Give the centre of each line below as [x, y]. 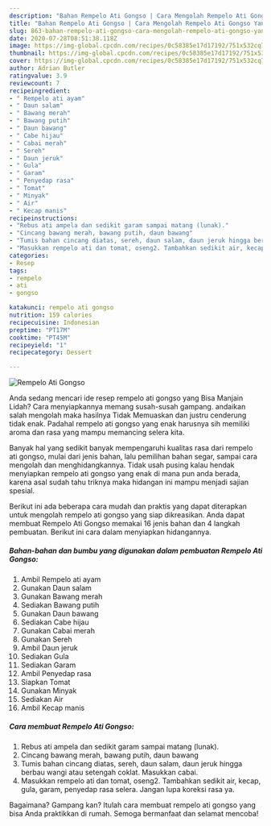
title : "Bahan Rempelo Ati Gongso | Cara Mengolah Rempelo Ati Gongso [130, 23]
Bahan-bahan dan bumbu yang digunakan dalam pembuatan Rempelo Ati [136, 550]
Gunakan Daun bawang [60, 614]
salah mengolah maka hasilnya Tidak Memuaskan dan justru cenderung [128, 415]
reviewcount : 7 [35, 83]
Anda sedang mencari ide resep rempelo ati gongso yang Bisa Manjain [126, 398]
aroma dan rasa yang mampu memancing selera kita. [97, 433]
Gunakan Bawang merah [62, 596]
